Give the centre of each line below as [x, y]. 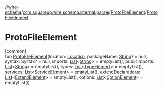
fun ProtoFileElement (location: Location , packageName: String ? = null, [76, 56]
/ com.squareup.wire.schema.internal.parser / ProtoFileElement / [84, 12]
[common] [15, 51]
